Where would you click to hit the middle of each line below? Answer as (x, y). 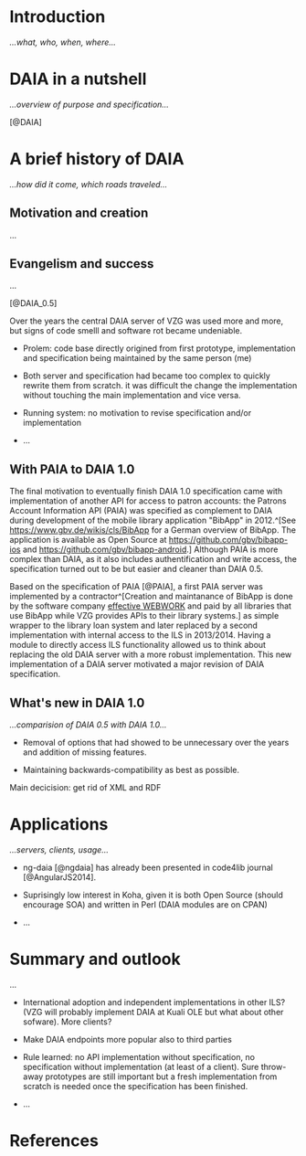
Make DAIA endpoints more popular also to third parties (127, 1039)
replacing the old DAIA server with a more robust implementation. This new (151, 654)
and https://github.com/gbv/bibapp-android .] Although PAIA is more (150, 549)
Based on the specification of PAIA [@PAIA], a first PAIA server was (136, 587)
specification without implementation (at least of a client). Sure (141, 1066)
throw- (274, 1066)
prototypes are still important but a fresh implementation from (161, 1076)
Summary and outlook (95, 959)
